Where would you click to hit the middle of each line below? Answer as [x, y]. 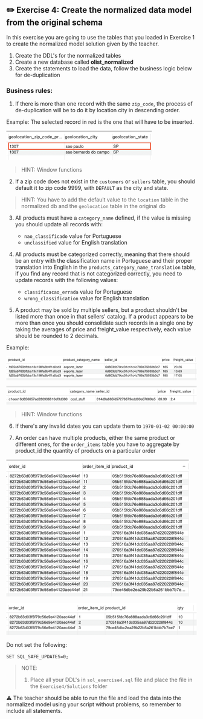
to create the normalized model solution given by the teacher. [82, 44]
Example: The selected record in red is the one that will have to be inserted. [100, 122]
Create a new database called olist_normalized [74, 62]
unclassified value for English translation [76, 243]
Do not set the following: [37, 644]
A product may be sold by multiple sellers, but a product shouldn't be [101, 310]
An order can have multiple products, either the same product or [95, 438]
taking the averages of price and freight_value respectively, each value [103, 329]
